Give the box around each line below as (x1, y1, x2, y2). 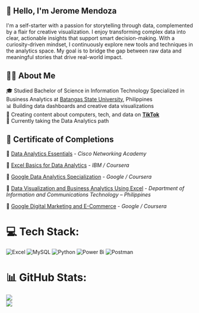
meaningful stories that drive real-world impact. (6, 53, 123, 60)
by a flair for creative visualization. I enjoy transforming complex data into (6, 28, 186, 35)
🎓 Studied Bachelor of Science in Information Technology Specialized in (6, 87, 185, 94)
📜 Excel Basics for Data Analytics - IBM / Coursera (6, 162, 129, 169)
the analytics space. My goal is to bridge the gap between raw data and (6, 47, 182, 54)
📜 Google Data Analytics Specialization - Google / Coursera (6, 173, 152, 181)
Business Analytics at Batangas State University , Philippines (6, 95, 153, 103)
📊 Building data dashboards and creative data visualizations (6, 102, 154, 109)
